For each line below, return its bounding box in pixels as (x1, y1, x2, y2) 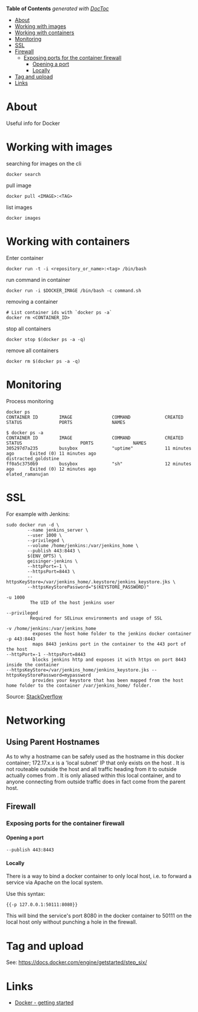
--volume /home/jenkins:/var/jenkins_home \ (27, 542, 139, 548)
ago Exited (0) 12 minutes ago (6, 466, 96, 472)
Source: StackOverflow (6, 693, 63, 700)
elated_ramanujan (6, 471, 49, 477)
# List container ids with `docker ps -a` (6, 309, 112, 316)
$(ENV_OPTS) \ (27, 553, 62, 559)
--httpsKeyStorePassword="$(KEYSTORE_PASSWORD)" (27, 584, 150, 590)
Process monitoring (6, 397, 54, 404)
